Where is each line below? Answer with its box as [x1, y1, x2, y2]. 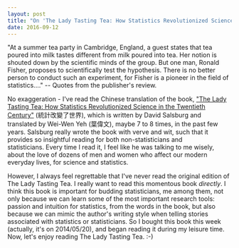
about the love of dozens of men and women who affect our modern [7, 150, 208, 159]
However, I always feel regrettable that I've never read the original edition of [7, 172, 230, 180]
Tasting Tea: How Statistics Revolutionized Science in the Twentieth [7, 103, 206, 111]
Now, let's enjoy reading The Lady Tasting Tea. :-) [7, 232, 154, 241]
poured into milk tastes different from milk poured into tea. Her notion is [7, 51, 217, 59]
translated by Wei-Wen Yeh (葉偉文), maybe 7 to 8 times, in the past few [7, 120, 218, 128]
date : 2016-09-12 [7, 24, 59, 31]
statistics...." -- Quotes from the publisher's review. [7, 81, 157, 90]
